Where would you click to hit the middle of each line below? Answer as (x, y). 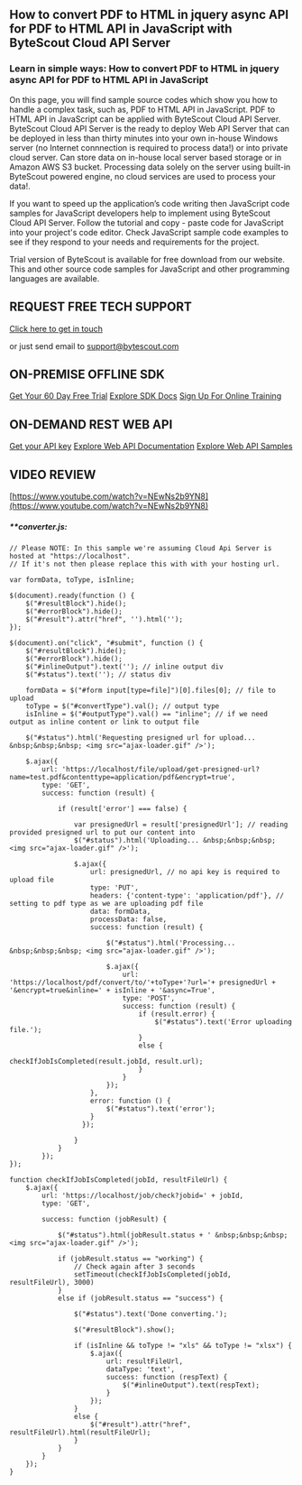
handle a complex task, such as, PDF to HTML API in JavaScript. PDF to (142, 109)
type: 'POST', (149, 998)
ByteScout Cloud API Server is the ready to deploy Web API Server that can (150, 128)
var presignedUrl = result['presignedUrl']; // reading (181, 825)
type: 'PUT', (114, 888)
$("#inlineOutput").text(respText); (191, 1385)
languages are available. (55, 278)
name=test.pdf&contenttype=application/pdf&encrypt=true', (123, 777)
